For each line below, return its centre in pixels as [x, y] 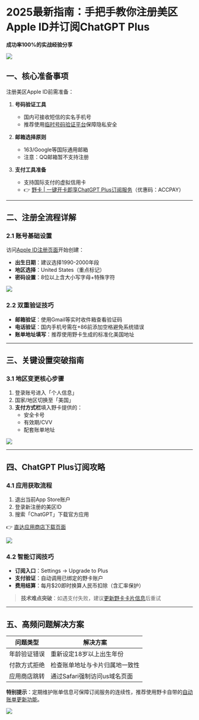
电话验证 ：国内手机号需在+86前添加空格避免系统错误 [79, 326]
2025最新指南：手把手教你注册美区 [92, 12]
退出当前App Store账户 [43, 500]
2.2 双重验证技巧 [30, 305]
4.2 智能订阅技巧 [30, 557]
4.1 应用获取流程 [29, 486]
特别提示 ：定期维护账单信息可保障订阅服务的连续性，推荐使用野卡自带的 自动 [99, 692]
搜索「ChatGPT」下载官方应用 [52, 515]
